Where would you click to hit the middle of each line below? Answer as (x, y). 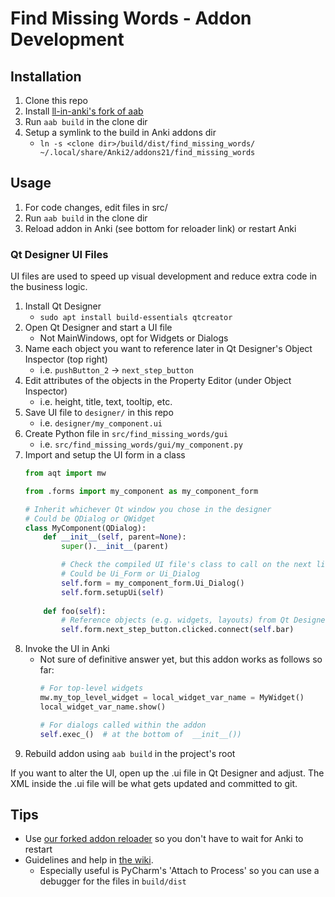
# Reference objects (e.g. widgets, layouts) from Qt (175, 620)
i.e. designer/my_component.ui (101, 423)
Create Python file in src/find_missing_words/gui (126, 434)
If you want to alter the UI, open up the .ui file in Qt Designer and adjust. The (167, 773)
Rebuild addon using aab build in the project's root (130, 753)
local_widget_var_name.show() (103, 707)
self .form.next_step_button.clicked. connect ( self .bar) (178, 630)
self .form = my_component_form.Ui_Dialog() (153, 583)
